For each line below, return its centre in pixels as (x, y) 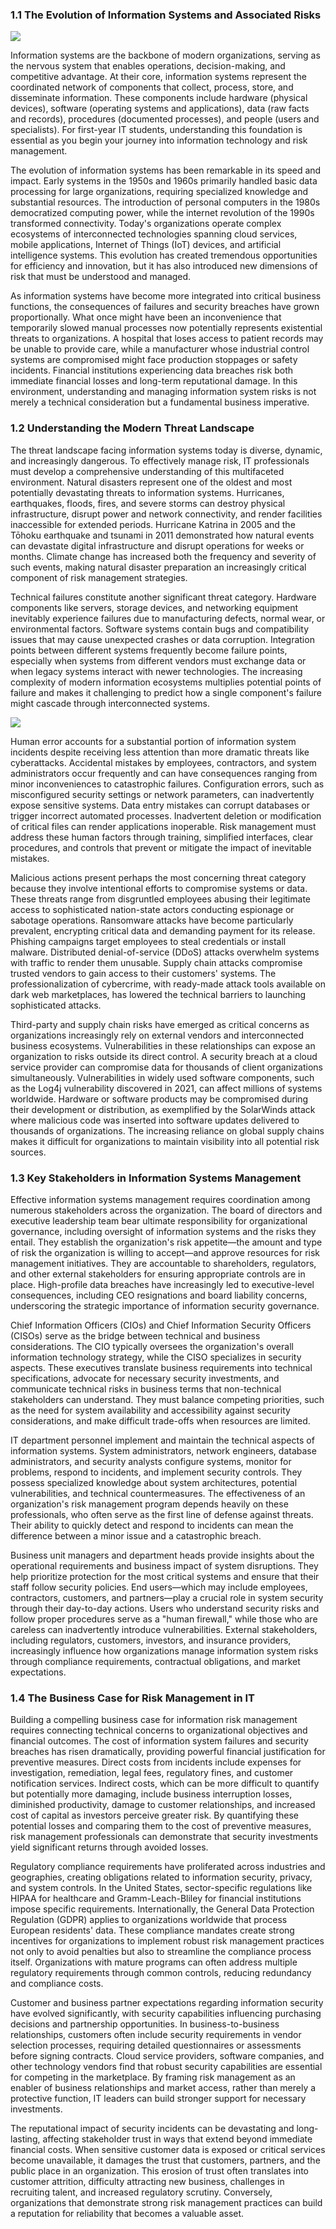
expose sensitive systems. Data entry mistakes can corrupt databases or (160, 805)
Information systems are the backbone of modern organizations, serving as (165, 55)
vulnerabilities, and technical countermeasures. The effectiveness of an (158, 1493)
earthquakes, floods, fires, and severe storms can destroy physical (148, 503)
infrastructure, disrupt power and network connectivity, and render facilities (166, 514)
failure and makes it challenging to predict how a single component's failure (166, 692)
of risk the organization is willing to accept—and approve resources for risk (165, 1252)
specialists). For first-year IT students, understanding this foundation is (156, 130)
